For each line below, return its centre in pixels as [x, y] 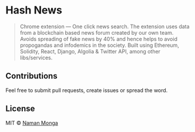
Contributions [31, 76]
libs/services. [36, 57]
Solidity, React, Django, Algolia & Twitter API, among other [90, 51]
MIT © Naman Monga [32, 123]
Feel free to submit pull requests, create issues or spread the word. [87, 90]
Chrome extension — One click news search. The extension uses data [105, 26]
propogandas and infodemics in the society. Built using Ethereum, [100, 45]
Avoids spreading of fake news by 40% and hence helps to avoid [98, 39]
